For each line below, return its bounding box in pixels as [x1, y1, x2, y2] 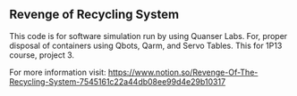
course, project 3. [9, 49, 74, 60]
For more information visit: [9, 67, 106, 77]
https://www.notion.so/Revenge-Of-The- [107, 67, 259, 77]
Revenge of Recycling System [9, 7, 180, 22]
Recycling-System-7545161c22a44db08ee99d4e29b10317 [9, 76, 226, 87]
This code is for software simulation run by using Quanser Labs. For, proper [9, 30, 288, 41]
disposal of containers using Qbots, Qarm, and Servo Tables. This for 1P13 [9, 40, 283, 51]
